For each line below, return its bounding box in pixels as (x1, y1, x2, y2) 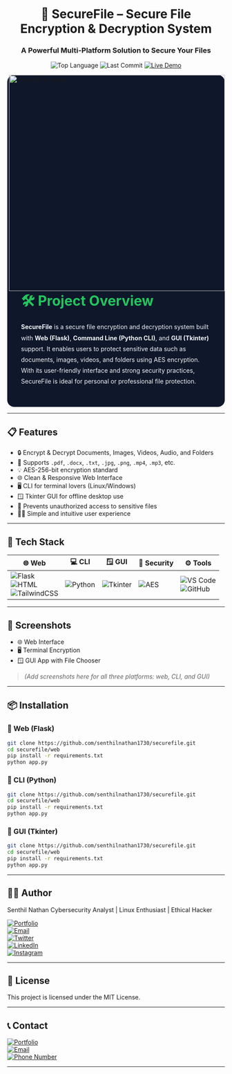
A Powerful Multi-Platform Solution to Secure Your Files (21, 46, 211, 55)
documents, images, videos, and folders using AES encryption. (21, 355, 200, 364)
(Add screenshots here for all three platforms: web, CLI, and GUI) (23, 672, 211, 680)
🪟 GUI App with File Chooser (17, 656, 101, 665)
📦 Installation (7, 700, 69, 712)
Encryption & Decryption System (20, 21, 212, 37)
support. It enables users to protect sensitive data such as (21, 344, 186, 353)
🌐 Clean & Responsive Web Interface (17, 474, 123, 482)
